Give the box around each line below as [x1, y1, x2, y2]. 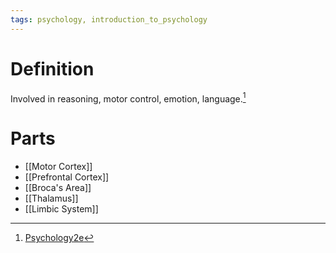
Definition [10, 57, 95, 80]
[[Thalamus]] [24, 192, 79, 205]
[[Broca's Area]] [24, 182, 92, 194]
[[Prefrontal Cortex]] [24, 171, 110, 183]
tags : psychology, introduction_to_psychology [10, 14, 208, 25]
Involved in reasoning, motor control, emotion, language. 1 [10, 91, 247, 105]
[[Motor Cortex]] [24, 161, 93, 173]
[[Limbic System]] [24, 203, 99, 215]
